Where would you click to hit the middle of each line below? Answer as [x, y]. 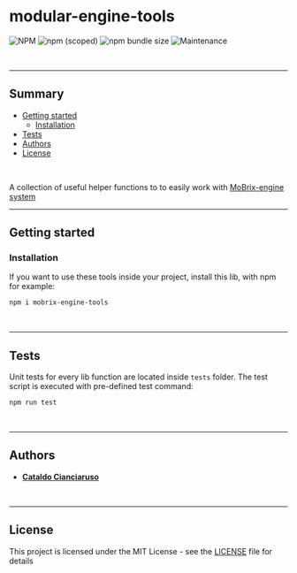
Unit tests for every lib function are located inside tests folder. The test [138, 377]
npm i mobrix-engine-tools [59, 302]
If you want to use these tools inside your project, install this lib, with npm [143, 277]
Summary [37, 94]
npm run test [33, 403]
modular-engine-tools [92, 16]
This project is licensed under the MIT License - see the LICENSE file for [141, 551]
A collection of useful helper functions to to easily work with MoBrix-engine [147, 187]
